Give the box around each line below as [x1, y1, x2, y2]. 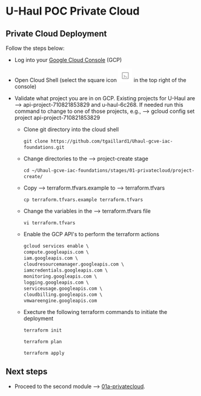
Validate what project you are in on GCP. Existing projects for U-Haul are [14, 95, 196, 101]
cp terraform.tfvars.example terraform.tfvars [23, 197, 143, 203]
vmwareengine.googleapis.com [23, 298, 97, 304]
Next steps [5, 366, 48, 377]
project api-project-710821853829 [14, 114, 100, 121]
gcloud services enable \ [23, 243, 89, 249]
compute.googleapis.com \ [23, 249, 89, 255]
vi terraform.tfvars [23, 220, 76, 226]
